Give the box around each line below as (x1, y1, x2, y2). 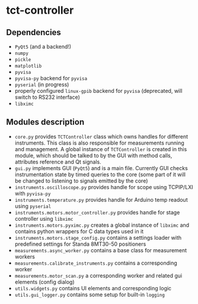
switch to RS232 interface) (14, 93, 80, 101)
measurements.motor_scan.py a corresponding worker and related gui (14, 272, 183, 279)
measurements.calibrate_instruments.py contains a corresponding (14, 259, 178, 267)
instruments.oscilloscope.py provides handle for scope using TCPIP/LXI (14, 183, 193, 190)
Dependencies (6, 27, 61, 37)
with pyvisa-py (14, 190, 51, 197)
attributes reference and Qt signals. (14, 158, 102, 165)
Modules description (6, 117, 85, 127)
